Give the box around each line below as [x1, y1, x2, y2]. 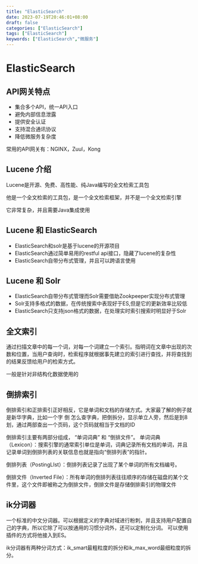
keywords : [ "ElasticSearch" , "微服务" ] [6, 36, 99, 42]
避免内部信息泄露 [14, 111, 57, 118]
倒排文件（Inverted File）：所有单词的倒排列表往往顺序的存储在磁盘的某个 [6, 474, 184, 481]
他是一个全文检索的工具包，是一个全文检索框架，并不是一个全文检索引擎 [6, 193, 181, 201]
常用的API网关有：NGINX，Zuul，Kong [6, 145, 101, 153]
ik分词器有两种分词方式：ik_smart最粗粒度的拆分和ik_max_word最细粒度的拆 [6, 544, 192, 551]
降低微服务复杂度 [14, 133, 57, 140]
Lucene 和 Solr [6, 276, 61, 286]
